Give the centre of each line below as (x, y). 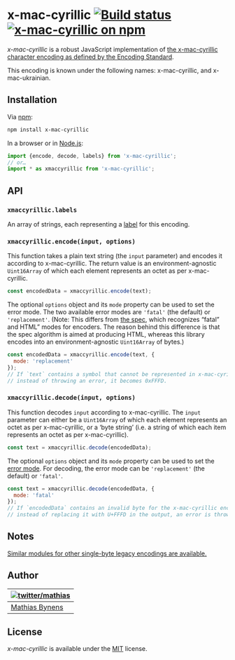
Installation (32, 100)
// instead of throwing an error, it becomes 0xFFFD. (87, 381)
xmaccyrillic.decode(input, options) (72, 398)
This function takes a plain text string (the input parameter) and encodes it (115, 256)
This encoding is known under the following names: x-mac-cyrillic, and (109, 70)
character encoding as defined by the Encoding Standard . (91, 57)
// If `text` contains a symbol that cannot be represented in (101, 374)
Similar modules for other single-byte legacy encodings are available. (107, 553)
